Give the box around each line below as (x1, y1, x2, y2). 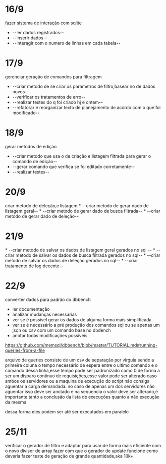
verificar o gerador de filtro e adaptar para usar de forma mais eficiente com (5, 442, 161, 448)
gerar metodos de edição (5, 143, 57, 149)
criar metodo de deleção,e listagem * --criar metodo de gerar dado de (5, 202, 149, 209)
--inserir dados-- (12, 35, 48, 41)
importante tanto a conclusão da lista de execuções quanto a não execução (5, 394, 160, 400)
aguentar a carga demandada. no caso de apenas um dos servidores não (5, 383, 155, 389)
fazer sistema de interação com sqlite (5, 20, 82, 26)
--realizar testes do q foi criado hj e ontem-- (12, 99, 103, 105)
